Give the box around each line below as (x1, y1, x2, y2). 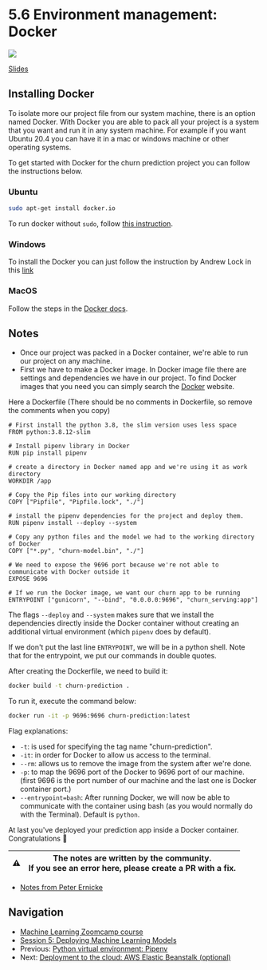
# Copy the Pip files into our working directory (8, 491, 177, 499)
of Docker (8, 540, 41, 548)
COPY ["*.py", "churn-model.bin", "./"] (8, 547, 145, 555)
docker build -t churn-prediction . (8, 682, 130, 690)
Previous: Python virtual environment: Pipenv (19, 944, 168, 953)
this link (8, 265, 34, 275)
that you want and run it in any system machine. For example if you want (8, 125, 246, 135)
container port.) (19, 785, 72, 794)
